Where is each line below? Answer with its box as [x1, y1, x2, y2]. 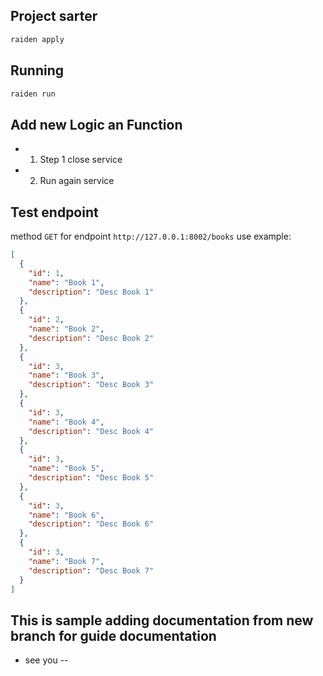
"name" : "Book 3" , [28, 370, 105, 381]
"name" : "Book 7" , [28, 556, 105, 566]
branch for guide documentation [10, 627, 217, 644]
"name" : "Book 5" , [28, 464, 105, 474]
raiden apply [10, 34, 65, 44]
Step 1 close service [39, 154, 123, 166]
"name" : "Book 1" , [28, 277, 105, 288]
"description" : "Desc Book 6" [28, 519, 155, 529]
